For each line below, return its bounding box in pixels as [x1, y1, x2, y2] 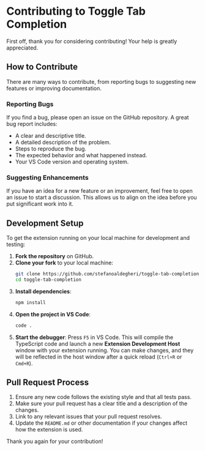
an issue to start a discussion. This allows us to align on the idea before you [6, 194, 197, 201]
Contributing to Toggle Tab [6, 4, 146, 18]
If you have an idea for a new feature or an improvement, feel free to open [6, 187, 193, 195]
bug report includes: [6, 121, 58, 128]
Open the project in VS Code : [15, 310, 91, 318]
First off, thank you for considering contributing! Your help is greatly [6, 37, 177, 45]
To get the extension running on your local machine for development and [6, 234, 190, 242]
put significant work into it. [6, 200, 73, 207]
